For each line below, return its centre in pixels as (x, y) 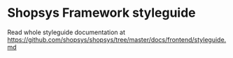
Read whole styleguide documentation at (66, 32)
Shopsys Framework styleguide (101, 13)
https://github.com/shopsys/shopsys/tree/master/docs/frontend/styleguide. (117, 39)
